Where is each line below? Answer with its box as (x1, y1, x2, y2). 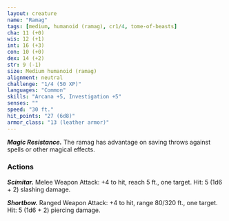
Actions (7, 162, 34, 172)
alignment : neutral (7, 74, 63, 81)
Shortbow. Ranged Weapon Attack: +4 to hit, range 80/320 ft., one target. (7, 198, 219, 207)
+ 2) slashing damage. (7, 185, 71, 193)
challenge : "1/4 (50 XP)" (7, 81, 81, 87)
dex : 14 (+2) (7, 55, 45, 62)
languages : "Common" (7, 87, 67, 94)
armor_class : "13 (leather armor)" (7, 118, 110, 126)
